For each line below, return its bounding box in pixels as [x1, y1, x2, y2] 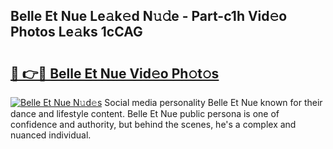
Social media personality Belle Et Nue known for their [104, 97, 323, 108]
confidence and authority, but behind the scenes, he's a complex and [10, 119, 297, 130]
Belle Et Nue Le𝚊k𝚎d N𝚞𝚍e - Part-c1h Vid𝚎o [10, 8, 288, 25]
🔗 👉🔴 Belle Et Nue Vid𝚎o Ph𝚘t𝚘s [10, 65, 220, 82]
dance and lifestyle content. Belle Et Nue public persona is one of [10, 108, 280, 119]
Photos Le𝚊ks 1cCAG [10, 24, 143, 41]
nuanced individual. [10, 129, 92, 141]
